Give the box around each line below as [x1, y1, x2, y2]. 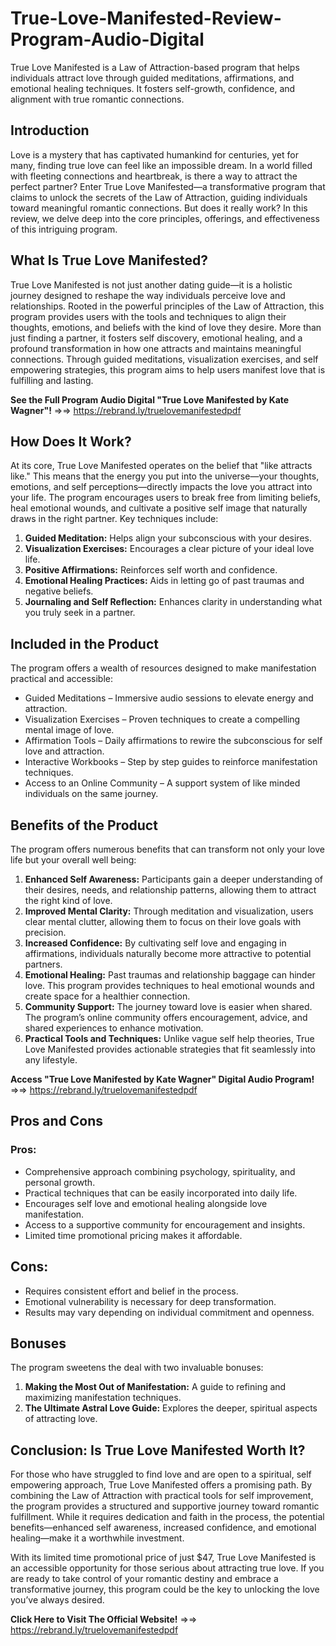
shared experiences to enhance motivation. [24, 1022, 204, 1034]
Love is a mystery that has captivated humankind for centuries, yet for [10, 148, 299, 161]
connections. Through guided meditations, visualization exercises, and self [10, 353, 319, 365]
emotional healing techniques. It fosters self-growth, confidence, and [10, 82, 296, 94]
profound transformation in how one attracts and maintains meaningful [10, 342, 302, 354]
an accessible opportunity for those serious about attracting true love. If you [10, 1562, 325, 1574]
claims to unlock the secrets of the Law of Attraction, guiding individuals [10, 191, 308, 203]
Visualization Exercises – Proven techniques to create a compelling [24, 713, 301, 726]
